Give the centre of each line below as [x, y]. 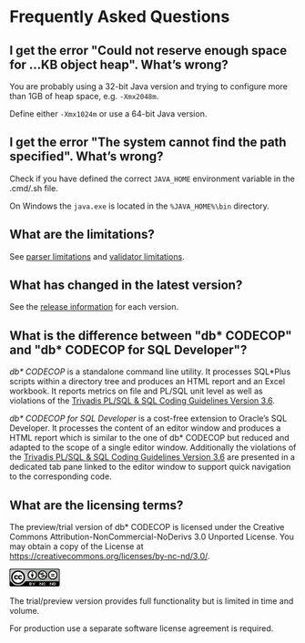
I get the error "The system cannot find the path [148, 143]
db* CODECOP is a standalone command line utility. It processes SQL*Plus [150, 372]
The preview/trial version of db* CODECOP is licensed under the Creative [147, 527]
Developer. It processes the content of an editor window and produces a [145, 428]
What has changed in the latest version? [126, 286]
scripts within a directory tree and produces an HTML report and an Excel [147, 382]
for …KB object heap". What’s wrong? [119, 64]
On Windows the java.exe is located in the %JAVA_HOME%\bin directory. [140, 206]
